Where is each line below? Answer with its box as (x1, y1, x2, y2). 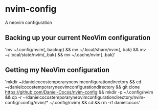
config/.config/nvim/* (5, 99, 48, 105)
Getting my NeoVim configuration (5, 66, 110, 74)
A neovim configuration (5, 19, 52, 25)
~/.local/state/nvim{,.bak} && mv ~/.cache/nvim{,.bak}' (5, 52, 116, 57)
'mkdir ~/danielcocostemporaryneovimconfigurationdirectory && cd (5, 79, 142, 85)
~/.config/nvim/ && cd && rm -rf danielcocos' (49, 99, 140, 105)
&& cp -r (5, 94, 22, 100)
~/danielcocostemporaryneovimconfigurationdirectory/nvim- (23, 94, 146, 100)
